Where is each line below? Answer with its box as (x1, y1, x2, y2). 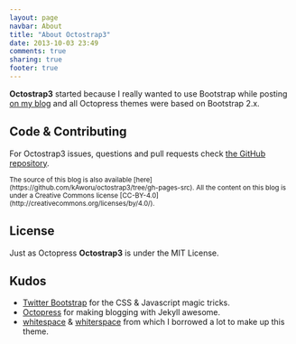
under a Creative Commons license (9, 191, 119, 200)
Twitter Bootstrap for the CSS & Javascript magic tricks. (22, 297, 230, 308)
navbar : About (9, 22, 63, 31)
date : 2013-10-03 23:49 (9, 38, 99, 48)
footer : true (9, 64, 59, 73)
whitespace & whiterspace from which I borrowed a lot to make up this (22, 317, 285, 328)
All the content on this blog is (195, 182, 287, 192)
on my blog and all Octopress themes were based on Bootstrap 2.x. (9, 98, 260, 108)
